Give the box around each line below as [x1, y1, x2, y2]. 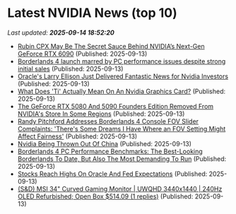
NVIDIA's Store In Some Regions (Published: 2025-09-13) [17, 109, 185, 118]
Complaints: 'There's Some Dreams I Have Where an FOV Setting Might [17, 124, 226, 133]
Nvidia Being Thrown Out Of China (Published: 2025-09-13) [17, 139, 192, 148]
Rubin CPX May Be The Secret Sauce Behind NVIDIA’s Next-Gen [17, 42, 205, 50]
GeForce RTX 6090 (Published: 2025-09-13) [17, 49, 148, 58]
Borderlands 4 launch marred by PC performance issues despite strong [17, 57, 226, 65]
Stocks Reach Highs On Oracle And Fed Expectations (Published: [17, 170, 208, 178]
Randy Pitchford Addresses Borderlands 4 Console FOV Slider [17, 117, 199, 125]
